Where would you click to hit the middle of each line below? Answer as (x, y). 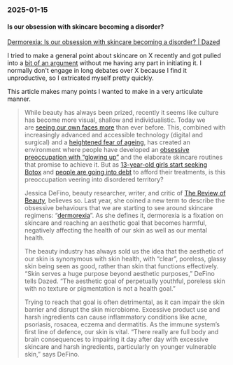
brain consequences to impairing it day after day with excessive (116, 339)
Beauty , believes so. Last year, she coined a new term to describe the (125, 200)
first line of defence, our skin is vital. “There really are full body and (121, 332)
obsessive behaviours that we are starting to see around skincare (119, 208)
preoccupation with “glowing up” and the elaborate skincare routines (123, 157)
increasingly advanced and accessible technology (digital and (113, 135)
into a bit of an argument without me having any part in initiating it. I (104, 63)
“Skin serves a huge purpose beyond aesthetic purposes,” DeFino (119, 274)
